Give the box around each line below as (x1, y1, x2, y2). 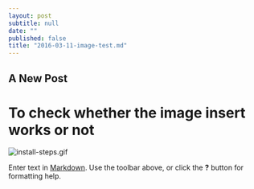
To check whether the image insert (8, 104, 246, 121)
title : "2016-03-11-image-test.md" (8, 42, 128, 50)
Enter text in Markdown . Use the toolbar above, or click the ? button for (8, 162, 244, 173)
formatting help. (8, 171, 62, 181)
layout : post (8, 11, 52, 20)
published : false (8, 34, 67, 43)
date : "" (8, 27, 38, 35)
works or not (8, 121, 95, 139)
